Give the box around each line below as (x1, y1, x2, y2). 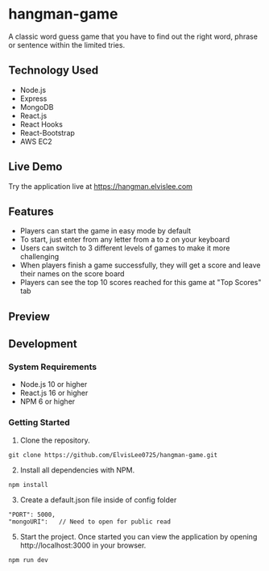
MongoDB (19, 102, 54, 111)
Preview (8, 309, 51, 323)
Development (8, 337, 78, 351)
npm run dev (8, 556, 48, 564)
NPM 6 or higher (19, 397, 76, 406)
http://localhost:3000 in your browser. (19, 540, 147, 550)
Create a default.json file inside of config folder (19, 494, 177, 505)
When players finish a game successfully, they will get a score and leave (19, 260, 261, 271)
